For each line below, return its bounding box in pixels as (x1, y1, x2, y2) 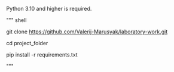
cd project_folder (6, 40, 48, 46)
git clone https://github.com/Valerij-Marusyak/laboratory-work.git (6, 28, 168, 35)
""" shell (6, 17, 27, 23)
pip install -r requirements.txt (6, 51, 78, 58)
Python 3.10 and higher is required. (6, 5, 92, 12)
